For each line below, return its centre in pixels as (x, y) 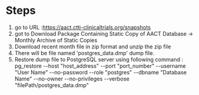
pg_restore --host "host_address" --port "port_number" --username (100, 66)
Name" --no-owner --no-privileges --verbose (72, 79)
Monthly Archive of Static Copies (56, 40)
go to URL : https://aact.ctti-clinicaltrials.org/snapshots (82, 27)
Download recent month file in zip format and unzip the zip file (93, 47)
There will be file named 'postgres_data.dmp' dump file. (84, 53)
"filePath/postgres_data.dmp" (52, 85)
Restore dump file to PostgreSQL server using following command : (99, 59)
